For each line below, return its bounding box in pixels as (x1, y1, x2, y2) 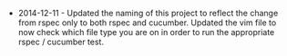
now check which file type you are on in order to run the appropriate (17, 27, 275, 37)
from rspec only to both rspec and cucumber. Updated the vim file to (17, 17, 277, 28)
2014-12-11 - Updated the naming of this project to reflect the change (17, 8, 279, 18)
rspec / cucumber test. (17, 36, 105, 47)
